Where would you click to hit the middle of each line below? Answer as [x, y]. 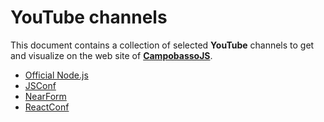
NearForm [45, 96]
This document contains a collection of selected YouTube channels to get [162, 45]
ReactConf [47, 107]
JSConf [40, 85]
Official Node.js [56, 75]
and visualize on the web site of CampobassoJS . [111, 55]
